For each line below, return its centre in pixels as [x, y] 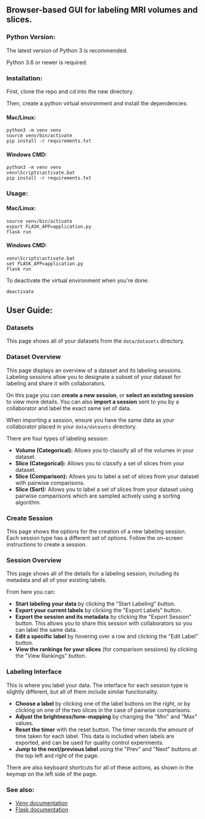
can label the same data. [46, 630]
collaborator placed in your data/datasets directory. [72, 426]
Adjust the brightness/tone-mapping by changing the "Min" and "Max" [106, 716]
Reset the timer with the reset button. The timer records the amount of [104, 729]
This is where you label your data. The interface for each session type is [97, 685]
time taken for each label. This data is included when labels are [95, 736]
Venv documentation [41, 803]
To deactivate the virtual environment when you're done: [78, 280]
